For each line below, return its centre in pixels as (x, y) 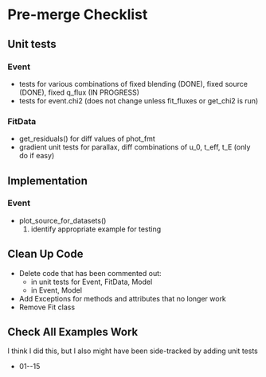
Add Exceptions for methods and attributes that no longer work (122, 298)
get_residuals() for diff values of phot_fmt (87, 139)
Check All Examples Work (73, 332)
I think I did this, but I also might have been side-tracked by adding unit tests (133, 351)
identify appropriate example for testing (96, 229)
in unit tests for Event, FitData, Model (92, 282)
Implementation (48, 181)
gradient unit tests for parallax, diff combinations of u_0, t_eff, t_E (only (135, 147)
